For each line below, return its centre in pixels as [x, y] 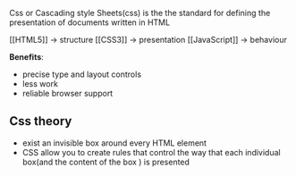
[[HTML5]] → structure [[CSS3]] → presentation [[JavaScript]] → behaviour [148, 40]
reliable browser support [68, 93]
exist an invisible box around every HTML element [114, 143]
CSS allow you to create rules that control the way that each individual [151, 152]
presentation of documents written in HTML [90, 22]
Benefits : [27, 57]
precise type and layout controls [81, 74]
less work [40, 84]
